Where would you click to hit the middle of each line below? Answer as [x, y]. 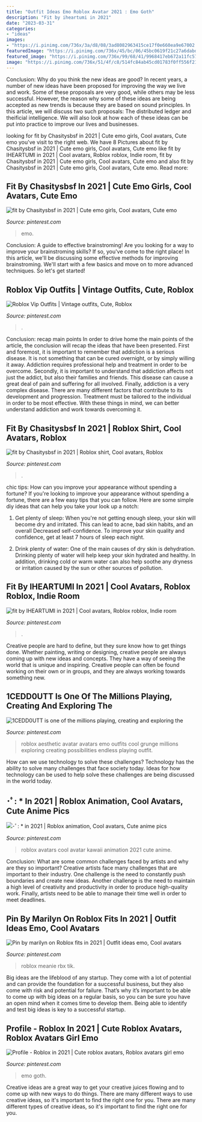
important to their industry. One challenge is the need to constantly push [96, 874]
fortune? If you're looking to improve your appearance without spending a [98, 493]
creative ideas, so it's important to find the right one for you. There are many [101, 1100]
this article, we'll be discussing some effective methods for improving [92, 258]
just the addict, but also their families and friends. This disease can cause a [100, 378]
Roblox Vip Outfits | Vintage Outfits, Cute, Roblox [100, 290]
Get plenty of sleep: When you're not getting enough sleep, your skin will [105, 518]
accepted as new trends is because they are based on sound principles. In [98, 105]
